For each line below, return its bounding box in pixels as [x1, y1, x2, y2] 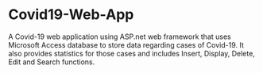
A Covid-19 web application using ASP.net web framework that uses [8, 32, 232, 41]
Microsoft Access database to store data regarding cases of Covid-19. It [8, 40, 245, 49]
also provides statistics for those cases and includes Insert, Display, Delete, [8, 48, 256, 58]
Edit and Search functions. [8, 57, 95, 67]
